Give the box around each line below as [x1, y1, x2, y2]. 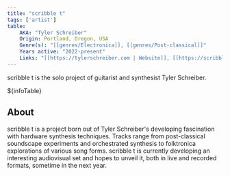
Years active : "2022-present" [19, 49, 106, 55]
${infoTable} [7, 86, 42, 95]
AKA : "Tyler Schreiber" [19, 29, 88, 36]
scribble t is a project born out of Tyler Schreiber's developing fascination [7, 125, 215, 133]
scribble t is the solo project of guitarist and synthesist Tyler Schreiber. [7, 73, 207, 81]
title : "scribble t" [7, 10, 66, 17]
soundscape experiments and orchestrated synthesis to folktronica [7, 139, 196, 147]
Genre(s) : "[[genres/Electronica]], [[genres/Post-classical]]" [19, 42, 207, 49]
